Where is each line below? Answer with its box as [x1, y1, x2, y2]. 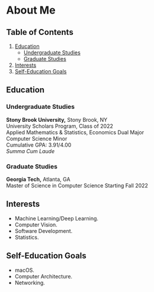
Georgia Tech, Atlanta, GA [6, 176, 70, 183]
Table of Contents [6, 27, 74, 37]
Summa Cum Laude [6, 147, 55, 154]
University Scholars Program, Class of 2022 [6, 122, 114, 129]
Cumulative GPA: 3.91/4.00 [6, 141, 72, 148]
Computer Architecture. [14, 272, 73, 280]
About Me [6, 4, 56, 17]
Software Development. [14, 227, 73, 234]
